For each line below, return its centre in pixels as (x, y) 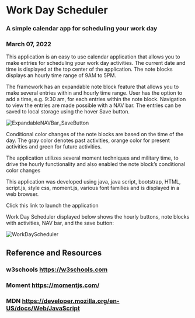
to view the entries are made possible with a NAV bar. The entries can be (94, 105)
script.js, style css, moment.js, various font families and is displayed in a (93, 188)
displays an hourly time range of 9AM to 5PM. (61, 75)
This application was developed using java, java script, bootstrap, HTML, (93, 182)
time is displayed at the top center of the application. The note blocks (90, 69)
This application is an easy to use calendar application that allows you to (93, 57)
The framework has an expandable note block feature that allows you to (93, 87)
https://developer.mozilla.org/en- (71, 300)
